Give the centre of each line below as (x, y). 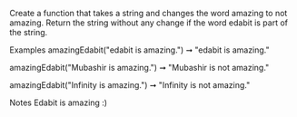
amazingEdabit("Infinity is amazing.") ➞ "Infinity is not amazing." (130, 85)
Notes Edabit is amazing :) (58, 102)
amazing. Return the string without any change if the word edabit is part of (149, 23)
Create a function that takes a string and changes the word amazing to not (148, 13)
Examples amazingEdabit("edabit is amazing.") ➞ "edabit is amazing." (139, 50)
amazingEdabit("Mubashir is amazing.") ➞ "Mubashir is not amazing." (139, 68)
